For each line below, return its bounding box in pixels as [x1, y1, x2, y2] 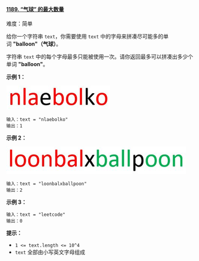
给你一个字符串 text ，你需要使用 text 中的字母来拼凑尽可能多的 [6, 33, 164, 40]
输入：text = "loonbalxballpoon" [6, 181, 87, 187]
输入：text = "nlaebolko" [6, 117, 68, 123]
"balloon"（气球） [13, 40, 56, 48]
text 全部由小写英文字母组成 [14, 248, 86, 256]
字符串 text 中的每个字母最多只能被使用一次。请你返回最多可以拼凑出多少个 [6, 53, 194, 60]
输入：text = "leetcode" [6, 212, 66, 218]
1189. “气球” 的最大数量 [6, 5, 64, 13]
